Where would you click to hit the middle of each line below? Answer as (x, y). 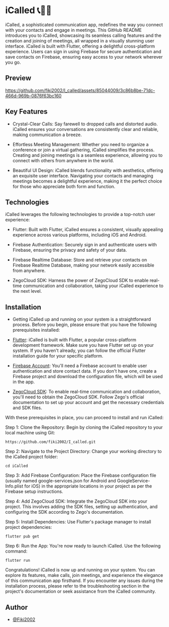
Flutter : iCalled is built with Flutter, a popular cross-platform (74, 340)
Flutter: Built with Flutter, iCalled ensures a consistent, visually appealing (88, 230)
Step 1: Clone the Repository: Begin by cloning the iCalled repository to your (84, 427)
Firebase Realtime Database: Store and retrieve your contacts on (80, 260)
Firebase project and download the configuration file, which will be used (88, 377)
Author (16, 607)
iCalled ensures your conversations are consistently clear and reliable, (86, 129)
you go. (13, 62)
